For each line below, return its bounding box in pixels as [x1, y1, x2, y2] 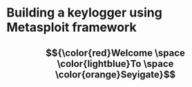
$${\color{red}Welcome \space [45, 47, 186, 59]
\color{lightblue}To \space [57, 57, 174, 70]
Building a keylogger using [6, 5, 163, 21]
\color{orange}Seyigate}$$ [55, 68, 176, 80]
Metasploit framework [6, 19, 137, 35]
